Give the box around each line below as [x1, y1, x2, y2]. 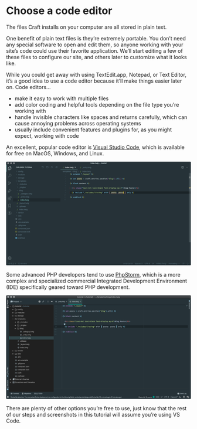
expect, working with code [14, 132, 79, 139]
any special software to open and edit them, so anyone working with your [6, 41, 184, 48]
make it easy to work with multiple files [14, 95, 109, 102]
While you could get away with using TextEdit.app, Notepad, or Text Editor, [6, 71, 186, 78]
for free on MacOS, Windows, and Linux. [6, 149, 104, 156]
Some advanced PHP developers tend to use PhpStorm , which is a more [6, 271, 181, 278]
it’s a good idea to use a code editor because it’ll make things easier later [6, 77, 182, 84]
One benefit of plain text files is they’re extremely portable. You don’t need [6, 35, 186, 42]
